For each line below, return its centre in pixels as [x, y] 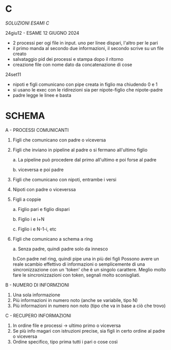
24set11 [13, 74]
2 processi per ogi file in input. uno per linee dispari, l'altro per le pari [85, 43]
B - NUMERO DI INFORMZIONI [37, 285]
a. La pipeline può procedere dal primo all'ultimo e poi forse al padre [84, 159]
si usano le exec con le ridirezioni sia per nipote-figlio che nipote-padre [88, 89]
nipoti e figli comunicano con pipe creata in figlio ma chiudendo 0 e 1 [85, 84]
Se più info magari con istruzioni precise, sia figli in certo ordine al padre [89, 331]
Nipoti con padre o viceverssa [44, 189]
